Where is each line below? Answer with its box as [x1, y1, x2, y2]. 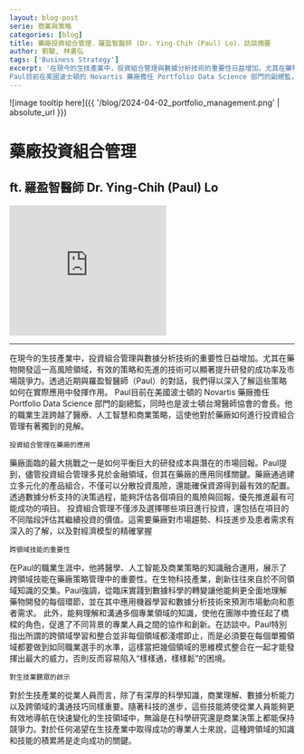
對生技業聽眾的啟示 [9, 672, 71, 681]
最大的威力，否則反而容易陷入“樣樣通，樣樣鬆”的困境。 [24, 652, 231, 663]
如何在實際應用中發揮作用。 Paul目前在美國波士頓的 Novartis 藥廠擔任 [9, 386, 270, 397]
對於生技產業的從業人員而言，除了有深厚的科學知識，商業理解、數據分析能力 [9, 690, 295, 701]
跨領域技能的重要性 [9, 545, 71, 554]
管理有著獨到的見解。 [9, 420, 89, 431]
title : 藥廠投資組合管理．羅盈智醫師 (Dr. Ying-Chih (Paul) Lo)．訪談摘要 [9, 38, 271, 48]
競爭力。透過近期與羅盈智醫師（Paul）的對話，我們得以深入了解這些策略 [16, 375, 288, 386]
